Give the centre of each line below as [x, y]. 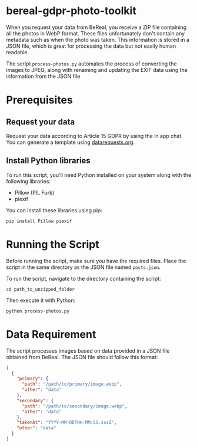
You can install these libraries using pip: [54, 210]
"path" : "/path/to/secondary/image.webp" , [74, 406]
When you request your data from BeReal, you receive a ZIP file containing [96, 27]
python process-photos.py [38, 311]
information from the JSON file [43, 76]
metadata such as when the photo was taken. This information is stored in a [98, 40]
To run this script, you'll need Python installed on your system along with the [99, 175]
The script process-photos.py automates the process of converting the [92, 64]
